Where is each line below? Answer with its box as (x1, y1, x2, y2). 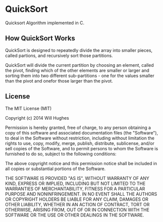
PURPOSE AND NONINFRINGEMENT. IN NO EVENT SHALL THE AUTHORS (5, 191, 158, 197)
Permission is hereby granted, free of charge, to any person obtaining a (5, 125, 151, 131)
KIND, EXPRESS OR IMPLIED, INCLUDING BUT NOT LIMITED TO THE (5, 180, 146, 186)
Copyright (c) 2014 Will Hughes (5, 115, 69, 121)
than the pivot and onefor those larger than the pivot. (5, 78, 113, 84)
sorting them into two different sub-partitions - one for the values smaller (5, 73, 155, 79)
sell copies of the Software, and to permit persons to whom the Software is (5, 145, 159, 151)
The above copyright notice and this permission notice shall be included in (5, 160, 157, 166)
